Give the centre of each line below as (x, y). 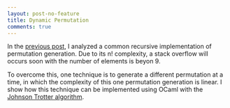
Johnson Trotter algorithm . (46, 97)
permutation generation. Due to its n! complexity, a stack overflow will (108, 54)
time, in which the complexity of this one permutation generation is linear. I (115, 82)
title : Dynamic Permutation (48, 20)
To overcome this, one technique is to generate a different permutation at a (115, 75)
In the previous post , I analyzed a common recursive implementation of (109, 47)
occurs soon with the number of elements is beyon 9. (84, 61)
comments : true (29, 26)
